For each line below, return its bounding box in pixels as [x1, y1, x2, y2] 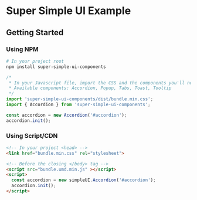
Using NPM [6, 45, 39, 53]
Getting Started [6, 28, 64, 38]
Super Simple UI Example [6, 4, 131, 18]
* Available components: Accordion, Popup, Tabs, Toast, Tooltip [8, 85, 172, 91]
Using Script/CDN [6, 131, 58, 140]
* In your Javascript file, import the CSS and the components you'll [8, 80, 185, 86]
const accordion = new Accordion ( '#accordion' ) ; [6, 112, 127, 118]
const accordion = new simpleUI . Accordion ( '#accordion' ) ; [11, 177, 157, 183]
